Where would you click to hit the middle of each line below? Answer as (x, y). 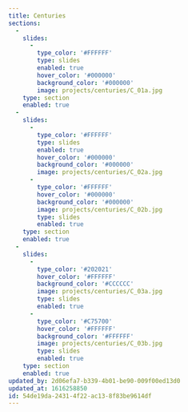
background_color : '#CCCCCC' (86, 284)
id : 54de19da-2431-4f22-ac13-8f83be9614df (80, 396)
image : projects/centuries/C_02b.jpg (100, 209)
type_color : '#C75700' (75, 321)
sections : (25, 23)
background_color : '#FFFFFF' (86, 336)
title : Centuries (37, 16)
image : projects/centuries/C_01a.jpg (100, 90)
